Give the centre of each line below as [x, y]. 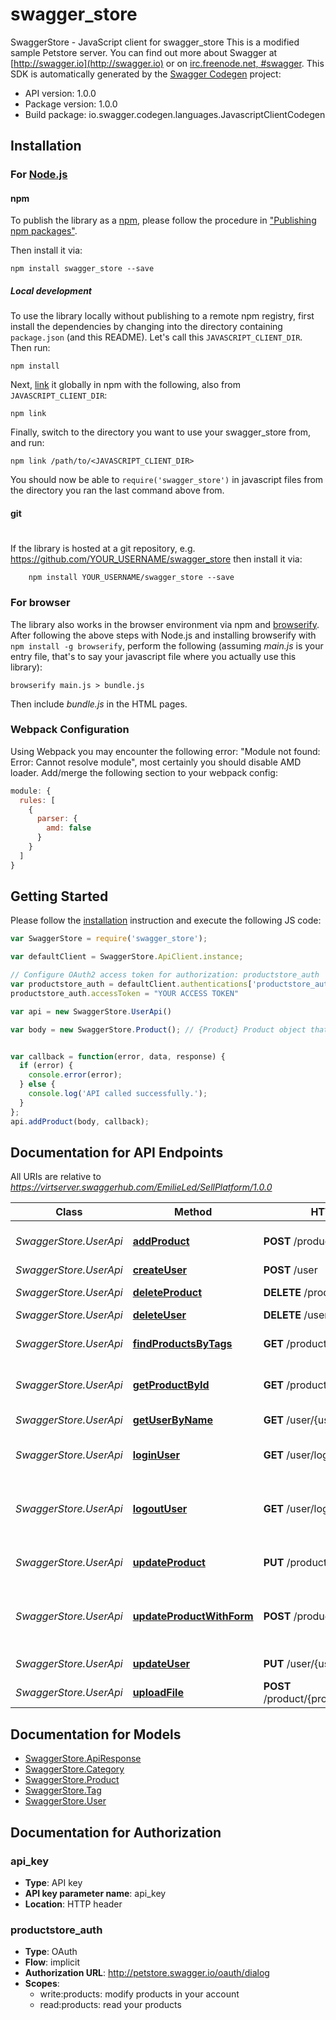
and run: [27, 443]
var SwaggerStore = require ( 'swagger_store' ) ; [109, 939]
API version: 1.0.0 [60, 93]
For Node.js [39, 175]
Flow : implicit [52, 1962]
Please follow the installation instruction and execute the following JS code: [166, 920]
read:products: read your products [110, 2005]
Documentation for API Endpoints [117, 1152]
